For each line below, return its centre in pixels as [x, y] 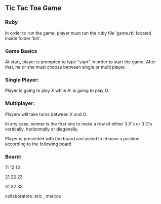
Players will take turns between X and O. [46, 114]
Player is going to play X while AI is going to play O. [57, 90]
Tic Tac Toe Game [33, 8]
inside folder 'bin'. [23, 38]
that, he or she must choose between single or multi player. [65, 67]
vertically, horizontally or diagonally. [42, 129]
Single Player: [22, 80]
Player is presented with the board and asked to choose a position [72, 138]
